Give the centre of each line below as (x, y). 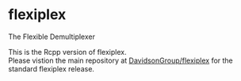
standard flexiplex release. (52, 68)
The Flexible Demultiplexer (52, 37)
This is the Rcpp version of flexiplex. (67, 52)
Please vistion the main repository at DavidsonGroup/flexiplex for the (121, 60)
